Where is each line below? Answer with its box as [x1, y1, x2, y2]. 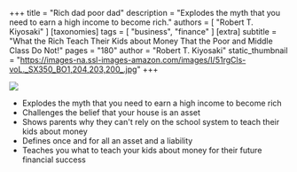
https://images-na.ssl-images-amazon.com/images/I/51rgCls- [20, 55, 246, 65]
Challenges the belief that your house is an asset [21, 107, 201, 118]
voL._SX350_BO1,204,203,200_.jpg [9, 64, 137, 74]
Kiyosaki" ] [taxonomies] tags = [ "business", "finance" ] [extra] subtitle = [9, 27, 277, 36]
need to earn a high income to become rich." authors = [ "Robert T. [9, 17, 254, 27]
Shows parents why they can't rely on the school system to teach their [21, 117, 280, 127]
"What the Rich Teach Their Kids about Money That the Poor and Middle [9, 35, 273, 46]
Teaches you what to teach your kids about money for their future [21, 145, 262, 155]
